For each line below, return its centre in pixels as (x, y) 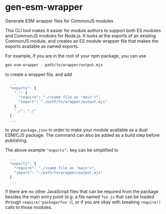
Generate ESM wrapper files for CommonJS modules (59, 21)
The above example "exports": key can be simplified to (62, 150)
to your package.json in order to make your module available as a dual (76, 130)
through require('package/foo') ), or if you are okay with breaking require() (83, 202)
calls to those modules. (29, 207)
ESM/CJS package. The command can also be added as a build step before (83, 135)
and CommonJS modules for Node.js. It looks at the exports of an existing (81, 36)
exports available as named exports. (42, 46)
